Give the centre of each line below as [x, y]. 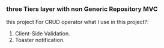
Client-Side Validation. [42, 34]
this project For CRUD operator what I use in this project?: [77, 22]
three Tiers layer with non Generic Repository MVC [82, 9]
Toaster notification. [40, 40]
